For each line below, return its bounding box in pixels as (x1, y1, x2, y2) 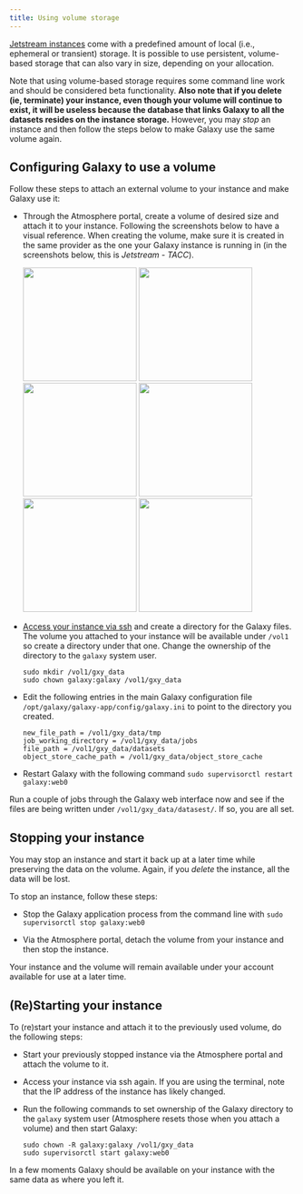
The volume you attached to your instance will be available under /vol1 (22, 631, 289, 642)
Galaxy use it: (9, 193, 61, 205)
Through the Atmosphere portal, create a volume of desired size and (22, 211, 279, 222)
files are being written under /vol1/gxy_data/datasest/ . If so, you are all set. (9, 804, 295, 815)
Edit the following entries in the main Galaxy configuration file (22, 692, 252, 703)
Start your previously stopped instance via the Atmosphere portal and (22, 1049, 284, 1060)
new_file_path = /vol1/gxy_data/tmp (22, 728, 161, 737)
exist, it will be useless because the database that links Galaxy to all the (9, 104, 285, 115)
